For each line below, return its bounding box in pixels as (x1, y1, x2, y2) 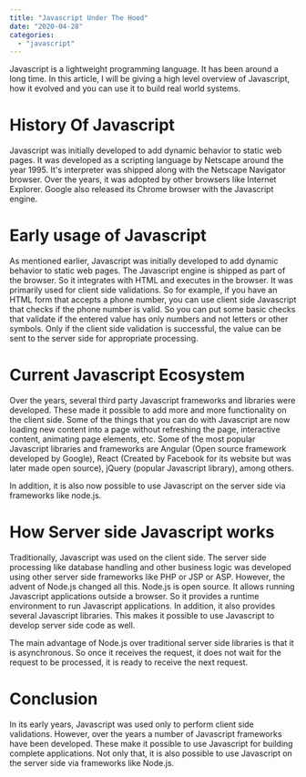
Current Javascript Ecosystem (9, 365, 246, 385)
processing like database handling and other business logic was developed (9, 562, 291, 572)
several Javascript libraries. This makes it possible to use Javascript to (9, 610, 275, 620)
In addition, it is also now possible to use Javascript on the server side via (9, 480, 286, 492)
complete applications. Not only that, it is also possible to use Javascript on (9, 748, 293, 759)
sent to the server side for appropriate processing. (9, 333, 199, 344)
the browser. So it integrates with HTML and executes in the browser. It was (9, 275, 293, 286)
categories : (9, 30, 55, 39)
